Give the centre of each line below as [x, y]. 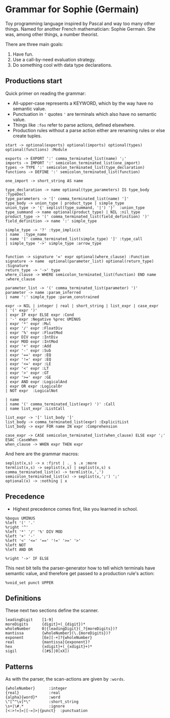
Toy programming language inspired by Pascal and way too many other [80, 23]
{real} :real [33, 693]
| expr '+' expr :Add [28, 346]
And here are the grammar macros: [42, 454]
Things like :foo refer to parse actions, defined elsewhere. [74, 125]
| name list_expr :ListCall [35, 408]
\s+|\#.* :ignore [35, 706]
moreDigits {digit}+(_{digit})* [45, 624]
